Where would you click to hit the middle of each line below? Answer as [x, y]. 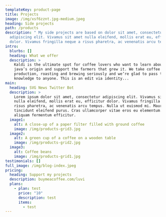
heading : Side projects [30, 23]
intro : [12, 46]
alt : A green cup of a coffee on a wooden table [65, 138]
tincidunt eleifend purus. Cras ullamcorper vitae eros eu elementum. [88, 111]
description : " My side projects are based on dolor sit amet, [72, 33]
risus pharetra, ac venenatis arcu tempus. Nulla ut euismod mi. [83, 106]
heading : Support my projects [41, 175]
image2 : [18, 134]
